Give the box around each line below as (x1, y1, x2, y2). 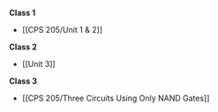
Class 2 (9, 41, 38, 52)
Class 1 (9, 8, 36, 18)
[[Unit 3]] (21, 59, 56, 69)
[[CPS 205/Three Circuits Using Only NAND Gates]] (21, 93, 210, 103)
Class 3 (9, 76, 38, 86)
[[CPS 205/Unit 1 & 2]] (21, 25, 103, 34)
